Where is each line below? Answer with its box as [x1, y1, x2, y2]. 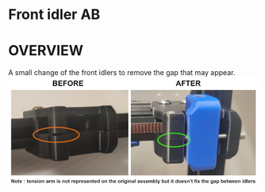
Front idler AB [8, 6, 101, 24]
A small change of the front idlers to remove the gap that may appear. [8, 68, 236, 77]
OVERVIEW [8, 42, 84, 60]
